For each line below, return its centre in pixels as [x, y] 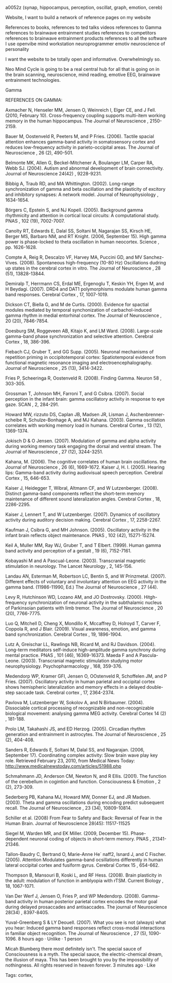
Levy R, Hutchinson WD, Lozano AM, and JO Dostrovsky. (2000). [74, 597]
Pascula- [149, 655]
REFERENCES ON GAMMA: [34, 100]
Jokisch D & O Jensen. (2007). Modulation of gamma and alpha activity [81, 441]
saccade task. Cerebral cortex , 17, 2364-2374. [65, 692]
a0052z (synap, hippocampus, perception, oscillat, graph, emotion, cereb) [84, 7]
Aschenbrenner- [147, 414]
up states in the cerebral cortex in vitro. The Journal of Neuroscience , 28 [83, 268]
